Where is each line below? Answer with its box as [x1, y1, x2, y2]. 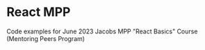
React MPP [6, 4, 71, 20]
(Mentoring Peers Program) [6, 34, 85, 42]
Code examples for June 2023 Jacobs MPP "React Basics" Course [6, 27, 198, 35]
